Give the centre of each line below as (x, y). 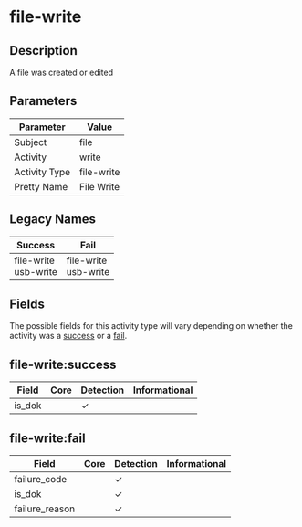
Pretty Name (41, 186)
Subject (31, 142)
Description (43, 51)
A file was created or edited (62, 72)
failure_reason (45, 509)
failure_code (41, 480)
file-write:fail (47, 438)
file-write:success (63, 364)
